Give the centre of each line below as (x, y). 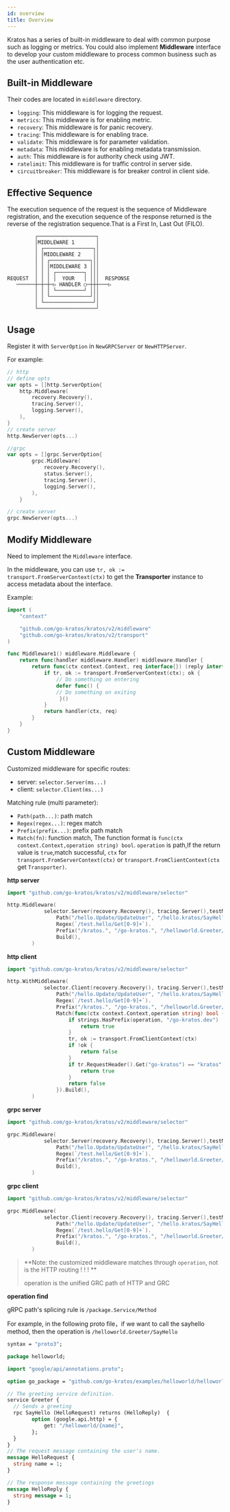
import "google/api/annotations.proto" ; (66, 1369)
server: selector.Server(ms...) (62, 782)
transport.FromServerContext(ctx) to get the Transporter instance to (105, 577)
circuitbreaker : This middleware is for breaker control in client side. (113, 171)
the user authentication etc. (46, 61)
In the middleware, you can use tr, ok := (66, 569)
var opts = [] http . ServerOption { (55, 385)
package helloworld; (37, 1356)
